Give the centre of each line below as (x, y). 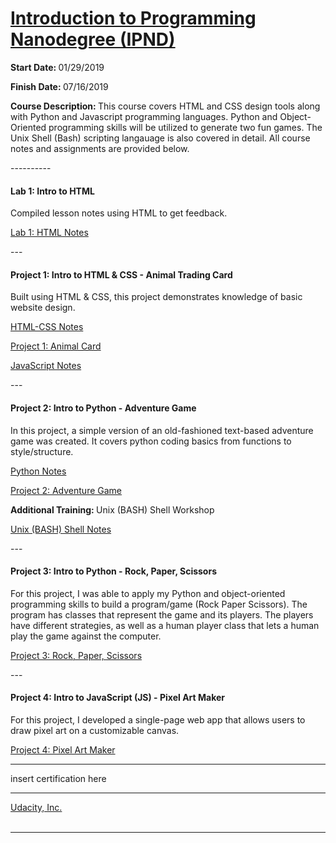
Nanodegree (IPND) (93, 39)
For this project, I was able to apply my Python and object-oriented (148, 593)
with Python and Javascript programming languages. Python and (144, 116)
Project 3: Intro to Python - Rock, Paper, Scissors (113, 571)
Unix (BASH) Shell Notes (61, 529)
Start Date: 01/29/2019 (57, 67)
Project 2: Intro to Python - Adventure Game (103, 408)
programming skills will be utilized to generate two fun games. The (185, 127)
